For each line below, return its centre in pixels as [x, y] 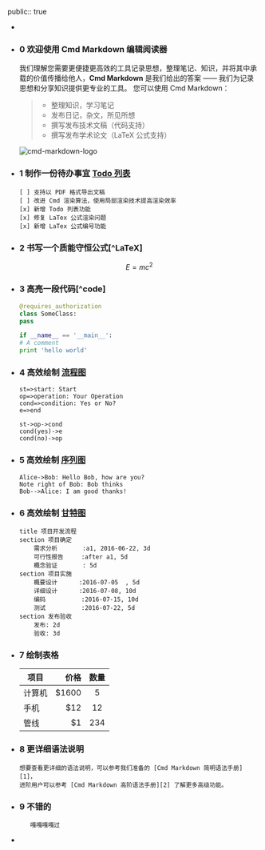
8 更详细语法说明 [51, 749]
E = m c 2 [139, 266]
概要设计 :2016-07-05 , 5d [87, 582]
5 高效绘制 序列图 [52, 460]
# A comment [39, 343]
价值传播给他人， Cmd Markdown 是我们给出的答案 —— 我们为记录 [144, 78]
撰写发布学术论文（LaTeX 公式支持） [111, 135]
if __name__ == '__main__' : [66, 335]
